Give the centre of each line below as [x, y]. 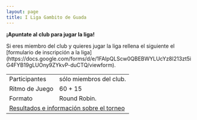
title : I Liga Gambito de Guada [46, 17]
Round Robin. [78, 98]
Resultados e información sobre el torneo [67, 108]
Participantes [28, 79]
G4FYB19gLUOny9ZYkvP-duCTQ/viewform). [61, 65]
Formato [21, 98]
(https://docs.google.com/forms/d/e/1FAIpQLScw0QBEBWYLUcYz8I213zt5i [99, 59]
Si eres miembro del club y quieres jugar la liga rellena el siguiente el [90, 46]
